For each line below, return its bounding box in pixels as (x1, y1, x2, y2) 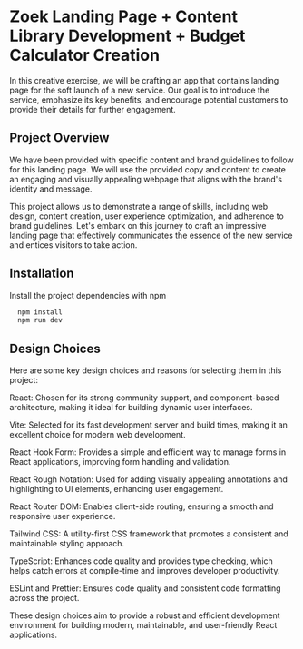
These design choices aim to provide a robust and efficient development (9, 610, 280, 621)
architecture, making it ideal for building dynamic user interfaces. (9, 402, 253, 413)
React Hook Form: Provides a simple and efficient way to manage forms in (9, 447, 287, 457)
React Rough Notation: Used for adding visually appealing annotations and (9, 474, 288, 485)
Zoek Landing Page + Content (9, 6, 239, 27)
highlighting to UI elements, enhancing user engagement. (9, 484, 224, 495)
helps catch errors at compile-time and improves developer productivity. (9, 565, 280, 576)
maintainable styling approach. (9, 538, 125, 549)
